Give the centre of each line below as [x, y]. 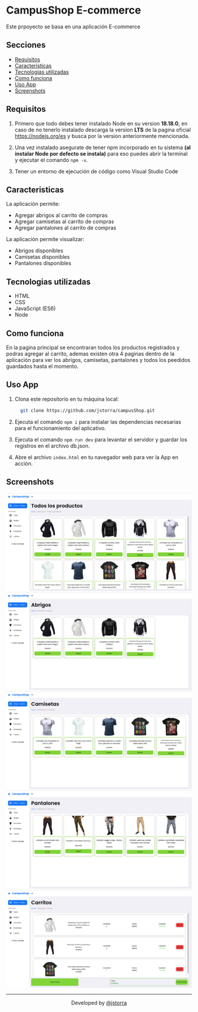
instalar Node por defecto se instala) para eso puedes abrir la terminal [101, 153]
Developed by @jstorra [99, 1003]
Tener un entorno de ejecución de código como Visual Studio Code [96, 171]
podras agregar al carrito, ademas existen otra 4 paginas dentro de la [90, 354]
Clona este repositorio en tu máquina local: [67, 399]
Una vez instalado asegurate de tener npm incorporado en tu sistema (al [103, 147]
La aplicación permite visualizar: [45, 239]
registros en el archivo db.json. [52, 446]
